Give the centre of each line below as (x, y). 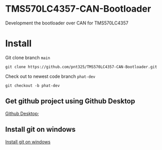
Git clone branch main (28, 57)
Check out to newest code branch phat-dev (50, 76)
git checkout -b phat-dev (32, 85)
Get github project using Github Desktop (70, 101)
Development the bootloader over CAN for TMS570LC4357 (67, 23)
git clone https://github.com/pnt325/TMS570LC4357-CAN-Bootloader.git (81, 67)
